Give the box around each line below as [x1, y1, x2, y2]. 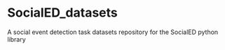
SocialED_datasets [7, 5, 118, 21]
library [7, 35, 26, 43]
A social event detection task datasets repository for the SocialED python [7, 28, 219, 36]
